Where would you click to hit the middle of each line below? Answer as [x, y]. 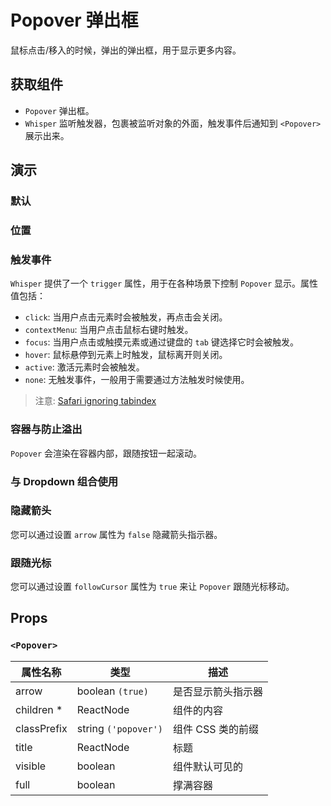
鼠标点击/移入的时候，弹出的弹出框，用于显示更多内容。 [126, 50]
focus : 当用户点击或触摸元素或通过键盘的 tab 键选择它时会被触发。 [161, 342]
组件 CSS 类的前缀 [216, 729]
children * [39, 709]
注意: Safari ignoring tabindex [95, 401]
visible [31, 766]
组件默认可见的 [208, 766]
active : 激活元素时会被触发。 [84, 367]
